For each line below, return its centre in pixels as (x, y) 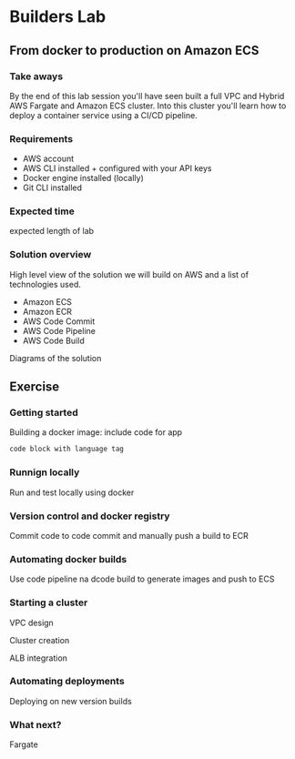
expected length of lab (51, 231)
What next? (36, 724)
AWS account (48, 159)
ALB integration (39, 658)
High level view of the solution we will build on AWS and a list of (129, 274)
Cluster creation (40, 640)
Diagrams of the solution (56, 358)
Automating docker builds (68, 559)
